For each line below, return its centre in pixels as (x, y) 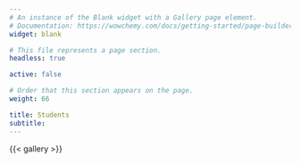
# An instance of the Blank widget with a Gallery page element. (133, 17)
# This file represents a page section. (86, 50)
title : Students (39, 115)
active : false (36, 75)
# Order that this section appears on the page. (101, 91)
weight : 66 (29, 99)
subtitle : (28, 123)
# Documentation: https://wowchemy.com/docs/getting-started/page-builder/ (153, 26)
